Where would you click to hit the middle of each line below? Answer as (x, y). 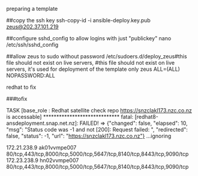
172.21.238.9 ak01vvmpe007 (41, 147)
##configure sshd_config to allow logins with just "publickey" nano (89, 38)
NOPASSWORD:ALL (31, 75)
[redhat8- (147, 117)
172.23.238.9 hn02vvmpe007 (43, 160)
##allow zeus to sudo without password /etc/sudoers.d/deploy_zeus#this (97, 56)
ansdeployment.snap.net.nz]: (42, 123)
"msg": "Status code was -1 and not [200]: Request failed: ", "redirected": (97, 129)
